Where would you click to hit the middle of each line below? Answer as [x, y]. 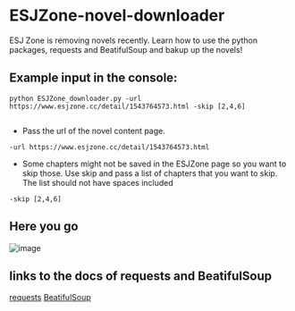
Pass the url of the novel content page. [93, 130]
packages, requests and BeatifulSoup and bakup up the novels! [126, 49]
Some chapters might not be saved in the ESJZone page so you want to [154, 164]
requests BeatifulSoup [50, 298]
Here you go [44, 227]
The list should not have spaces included [98, 182]
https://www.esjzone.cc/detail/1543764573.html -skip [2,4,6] [127, 106]
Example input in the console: [93, 78]
